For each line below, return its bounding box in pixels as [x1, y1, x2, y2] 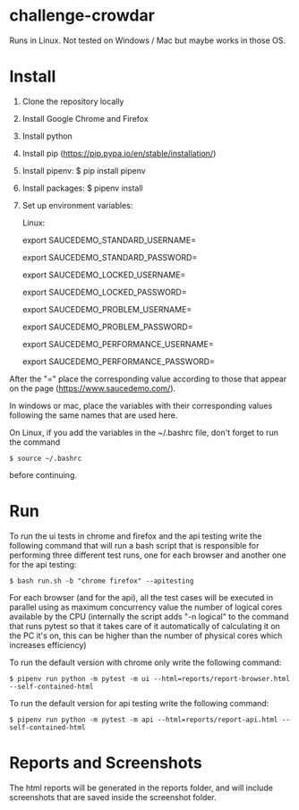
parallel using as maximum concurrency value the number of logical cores [9, 601, 283, 612]
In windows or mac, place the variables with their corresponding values [9, 400, 273, 411]
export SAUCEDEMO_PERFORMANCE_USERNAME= [21, 338, 214, 349]
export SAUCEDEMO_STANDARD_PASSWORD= [21, 252, 198, 262]
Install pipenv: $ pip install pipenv [21, 165, 146, 175]
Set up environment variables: [21, 200, 133, 210]
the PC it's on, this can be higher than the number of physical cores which [9, 630, 283, 641]
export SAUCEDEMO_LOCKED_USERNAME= [21, 269, 186, 280]
